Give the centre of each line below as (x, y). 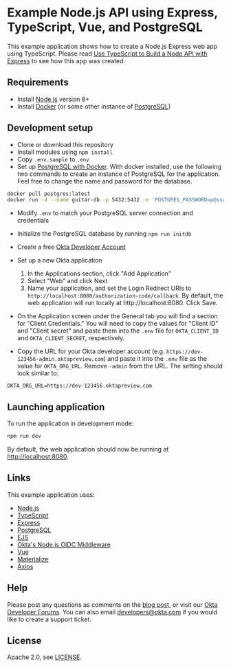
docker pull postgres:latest (49, 194)
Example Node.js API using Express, (112, 13)
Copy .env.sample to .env (53, 159)
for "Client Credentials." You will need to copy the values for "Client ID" (118, 324)
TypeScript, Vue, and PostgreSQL (105, 27)
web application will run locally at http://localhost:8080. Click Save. (122, 303)
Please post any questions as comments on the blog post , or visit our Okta (112, 604)
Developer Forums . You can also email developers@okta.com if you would (112, 612)
